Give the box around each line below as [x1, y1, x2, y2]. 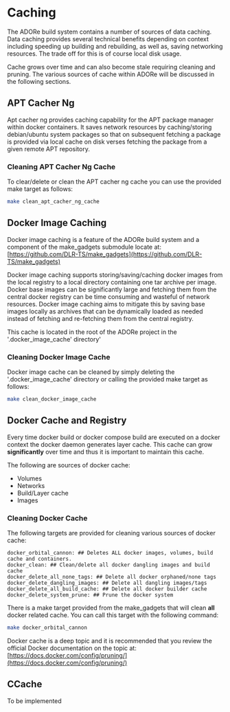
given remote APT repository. [7, 144, 91, 153]
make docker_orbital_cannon [7, 624, 88, 632]
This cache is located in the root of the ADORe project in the [7, 328, 177, 336]
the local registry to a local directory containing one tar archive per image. [7, 278, 217, 286]
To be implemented [7, 696, 62, 705]
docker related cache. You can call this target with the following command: [7, 611, 219, 619]
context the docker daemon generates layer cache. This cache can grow [7, 440, 213, 448]
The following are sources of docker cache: [7, 460, 130, 469]
